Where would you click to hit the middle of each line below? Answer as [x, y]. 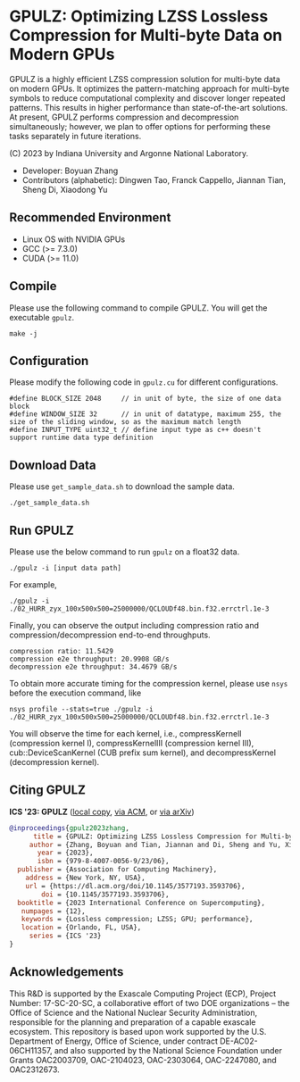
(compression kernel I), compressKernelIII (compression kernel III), [132, 743]
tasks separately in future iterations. [75, 136]
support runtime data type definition [81, 438]
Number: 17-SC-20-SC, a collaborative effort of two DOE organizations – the [150, 1003]
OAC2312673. [34, 1070]
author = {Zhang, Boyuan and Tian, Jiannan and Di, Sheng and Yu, [155, 845]
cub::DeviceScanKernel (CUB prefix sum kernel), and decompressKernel [143, 753]
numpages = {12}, [54, 911]
